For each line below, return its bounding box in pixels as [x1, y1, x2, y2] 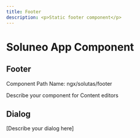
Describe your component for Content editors [6, 91, 118, 99]
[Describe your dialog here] [6, 125, 74, 132]
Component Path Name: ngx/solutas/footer [6, 80, 112, 87]
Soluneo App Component [6, 40, 135, 54]
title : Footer [6, 8, 42, 15]
